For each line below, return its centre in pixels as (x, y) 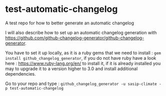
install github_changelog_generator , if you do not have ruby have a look (81, 58)
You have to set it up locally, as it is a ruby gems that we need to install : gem (83, 53)
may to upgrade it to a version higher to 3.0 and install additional (71, 69)
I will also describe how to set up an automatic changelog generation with (81, 32)
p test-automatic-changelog (34, 88)
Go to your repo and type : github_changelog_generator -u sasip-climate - (83, 84)
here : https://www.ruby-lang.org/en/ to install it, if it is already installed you (83, 63)
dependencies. (20, 74)
